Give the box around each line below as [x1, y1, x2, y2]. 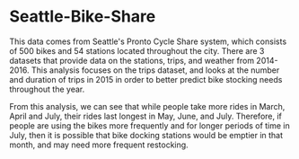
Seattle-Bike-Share [9, 6, 156, 27]
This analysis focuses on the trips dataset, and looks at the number [31, 65, 280, 75]
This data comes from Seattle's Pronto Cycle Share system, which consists [9, 36, 287, 47]
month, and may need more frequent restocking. [9, 139, 189, 150]
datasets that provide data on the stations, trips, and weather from [9, 55, 254, 66]
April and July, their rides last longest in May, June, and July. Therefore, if [9, 110, 283, 121]
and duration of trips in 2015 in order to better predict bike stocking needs [9, 74, 283, 84]
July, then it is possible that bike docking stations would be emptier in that [9, 129, 284, 140]
